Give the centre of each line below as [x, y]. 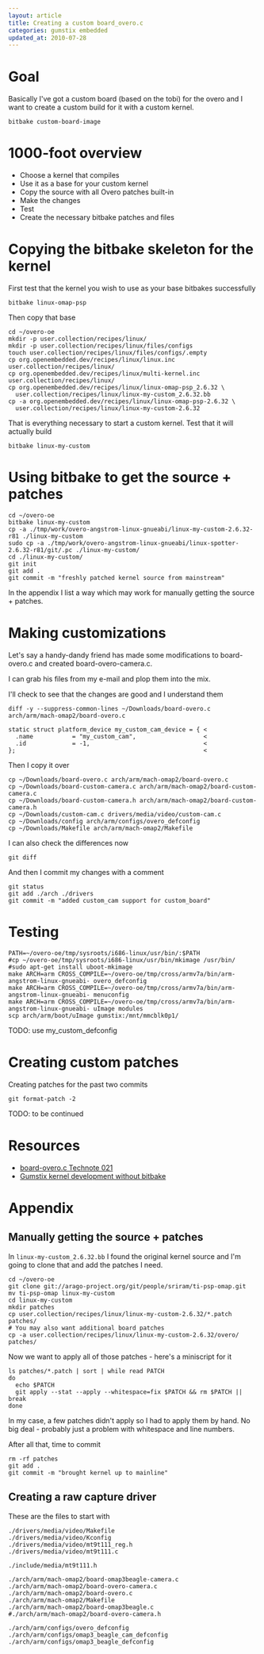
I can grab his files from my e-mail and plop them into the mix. [110, 678]
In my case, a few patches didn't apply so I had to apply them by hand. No [130, 1420]
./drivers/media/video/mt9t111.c [63, 1552]
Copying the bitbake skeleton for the [131, 249]
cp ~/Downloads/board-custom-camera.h [72, 800]
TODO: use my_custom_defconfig [63, 1030]
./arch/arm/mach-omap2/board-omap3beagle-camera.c [94, 1579]
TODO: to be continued [46, 1113]
